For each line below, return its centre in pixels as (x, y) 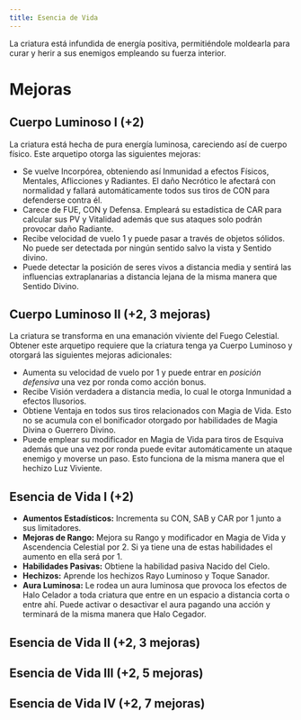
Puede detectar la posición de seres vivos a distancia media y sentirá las (157, 267)
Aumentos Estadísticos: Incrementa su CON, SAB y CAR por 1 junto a (151, 518)
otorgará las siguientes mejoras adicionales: (91, 355)
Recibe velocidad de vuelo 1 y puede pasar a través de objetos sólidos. (154, 238)
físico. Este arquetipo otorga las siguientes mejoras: (105, 153)
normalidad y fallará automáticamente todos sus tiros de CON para (146, 190)
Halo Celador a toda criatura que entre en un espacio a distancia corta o (156, 595)
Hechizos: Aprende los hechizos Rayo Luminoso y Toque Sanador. (146, 576)
